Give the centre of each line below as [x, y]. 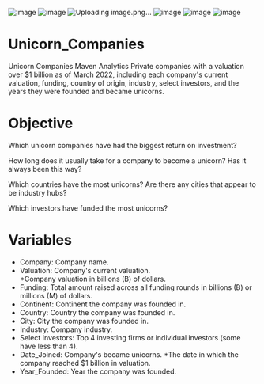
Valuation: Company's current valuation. [85, 270]
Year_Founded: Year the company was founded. [98, 371]
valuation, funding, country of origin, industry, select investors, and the [124, 82]
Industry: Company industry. [66, 329]
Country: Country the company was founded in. [97, 312]
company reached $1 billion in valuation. [85, 363]
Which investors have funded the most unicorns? [88, 208]
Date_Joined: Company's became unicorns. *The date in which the [129, 354]
